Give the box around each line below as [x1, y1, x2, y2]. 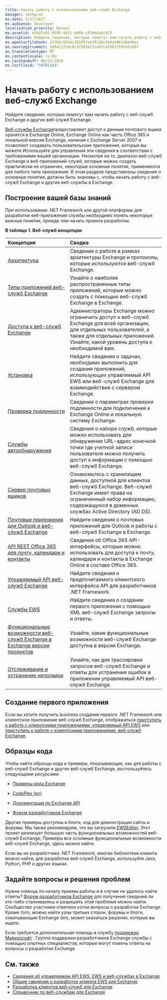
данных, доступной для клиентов [70, 477, 151, 484]
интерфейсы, [70, 543, 101, 550]
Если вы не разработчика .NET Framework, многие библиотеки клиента [5, 850, 158, 856]
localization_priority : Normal [5, 26, 70, 31]
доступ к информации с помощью [70, 456, 153, 463]
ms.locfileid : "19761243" [5, 63, 59, 68]
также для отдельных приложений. [70, 332, 155, 339]
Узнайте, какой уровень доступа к [70, 338, 153, 345]
